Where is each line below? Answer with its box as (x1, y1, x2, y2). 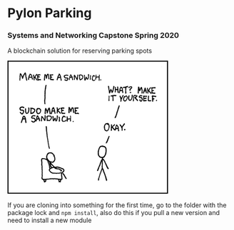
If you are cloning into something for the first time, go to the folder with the (7, 201, 227, 209)
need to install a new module (7, 216, 92, 225)
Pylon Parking (7, 5, 92, 21)
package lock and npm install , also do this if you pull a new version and (7, 209, 220, 217)
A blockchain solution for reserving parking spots (7, 46, 152, 55)
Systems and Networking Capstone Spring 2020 (7, 31, 180, 41)
